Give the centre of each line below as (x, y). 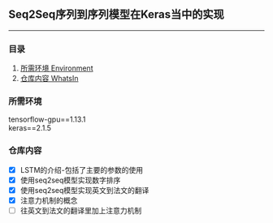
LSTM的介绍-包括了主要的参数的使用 (82, 169)
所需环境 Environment (56, 68)
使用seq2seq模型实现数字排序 (70, 180)
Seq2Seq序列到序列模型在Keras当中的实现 (117, 15)
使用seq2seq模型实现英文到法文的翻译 (84, 190)
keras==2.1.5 (30, 128)
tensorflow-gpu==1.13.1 (47, 119)
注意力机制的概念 (49, 200)
